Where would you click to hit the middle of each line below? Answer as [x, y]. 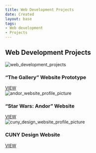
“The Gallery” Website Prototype [46, 77]
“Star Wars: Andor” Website [40, 106]
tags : [11, 23]
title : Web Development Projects [40, 10]
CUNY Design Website [33, 135]
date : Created [20, 14]
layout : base [19, 19]
